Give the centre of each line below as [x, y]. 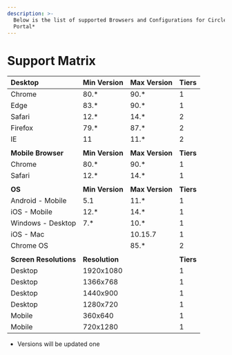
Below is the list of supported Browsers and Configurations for [109, 20]
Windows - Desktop [43, 224]
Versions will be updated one [58, 344]
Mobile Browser [37, 153]
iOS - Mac [28, 235]
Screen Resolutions [43, 260]
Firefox [22, 128]
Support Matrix [52, 61]
